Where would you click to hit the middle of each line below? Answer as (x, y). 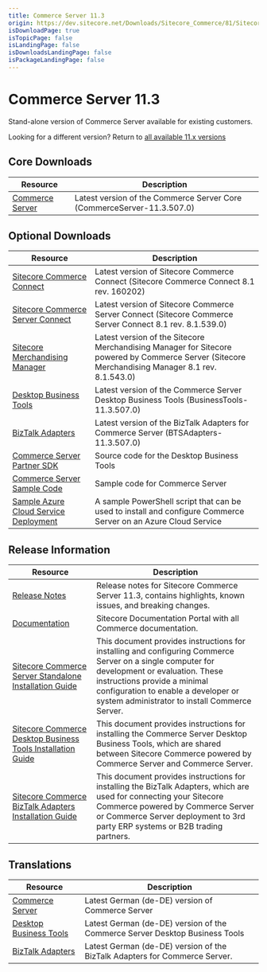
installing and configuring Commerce (165, 651)
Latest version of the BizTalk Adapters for (172, 423)
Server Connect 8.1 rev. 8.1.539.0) (161, 325)
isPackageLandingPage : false (56, 61)
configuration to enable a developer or (168, 691)
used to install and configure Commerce (170, 512)
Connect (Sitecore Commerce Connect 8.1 (175, 282)
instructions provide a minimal (153, 681)
